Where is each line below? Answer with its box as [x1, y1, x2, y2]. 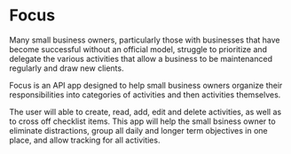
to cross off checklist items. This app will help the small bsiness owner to [9, 116, 277, 127]
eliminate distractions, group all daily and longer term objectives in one [9, 125, 268, 135]
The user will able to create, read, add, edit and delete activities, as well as [9, 106, 282, 117]
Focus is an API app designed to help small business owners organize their [9, 80, 283, 90]
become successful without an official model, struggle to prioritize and [9, 43, 268, 54]
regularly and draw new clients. [9, 63, 124, 73]
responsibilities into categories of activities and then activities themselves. [9, 89, 281, 100]
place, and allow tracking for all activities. [9, 135, 161, 145]
